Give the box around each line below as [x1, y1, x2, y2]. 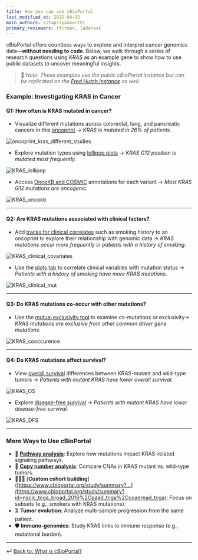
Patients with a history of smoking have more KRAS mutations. [14, 270, 167, 277]
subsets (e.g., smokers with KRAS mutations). [14, 500, 126, 507]
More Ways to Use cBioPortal [6, 437, 91, 445]
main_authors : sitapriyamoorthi [6, 19, 85, 25]
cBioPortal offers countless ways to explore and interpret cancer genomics [6, 41, 188, 48]
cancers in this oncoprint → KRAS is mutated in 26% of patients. [14, 126, 172, 133]
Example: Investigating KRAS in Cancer [6, 93, 121, 101]
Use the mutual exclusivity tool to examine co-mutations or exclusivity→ [14, 313, 190, 320]
